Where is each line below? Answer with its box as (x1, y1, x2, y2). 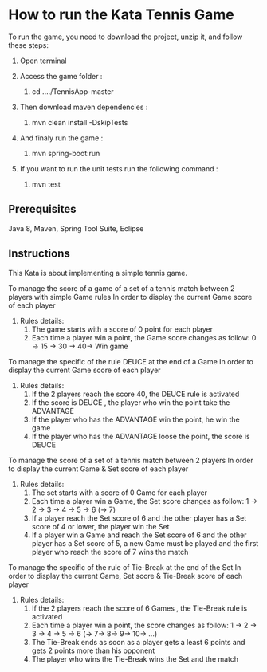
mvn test (31, 179, 61, 189)
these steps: (8, 40, 49, 49)
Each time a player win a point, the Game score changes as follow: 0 (31, 332, 257, 342)
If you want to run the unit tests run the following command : (19, 163, 218, 173)
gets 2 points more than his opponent (31, 646, 155, 655)
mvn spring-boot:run (31, 148, 100, 158)
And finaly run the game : (19, 133, 104, 143)
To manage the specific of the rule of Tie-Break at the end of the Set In (8, 562, 241, 572)
